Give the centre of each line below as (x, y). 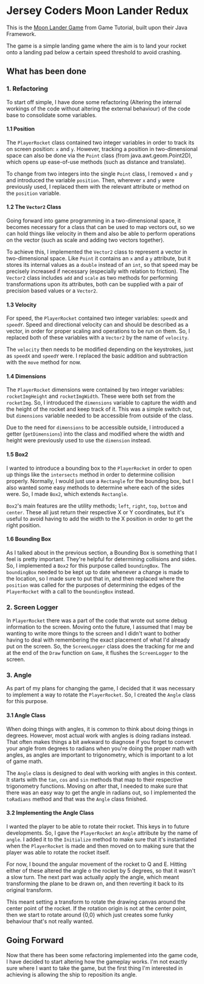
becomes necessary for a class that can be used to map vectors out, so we (100, 227)
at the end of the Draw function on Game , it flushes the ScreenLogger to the (97, 653)
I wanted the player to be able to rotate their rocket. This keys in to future (98, 826)
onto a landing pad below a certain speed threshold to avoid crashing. (94, 52)
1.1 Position (21, 129)
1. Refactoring (27, 89)
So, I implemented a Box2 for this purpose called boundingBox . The (89, 565)
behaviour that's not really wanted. (50, 921)
